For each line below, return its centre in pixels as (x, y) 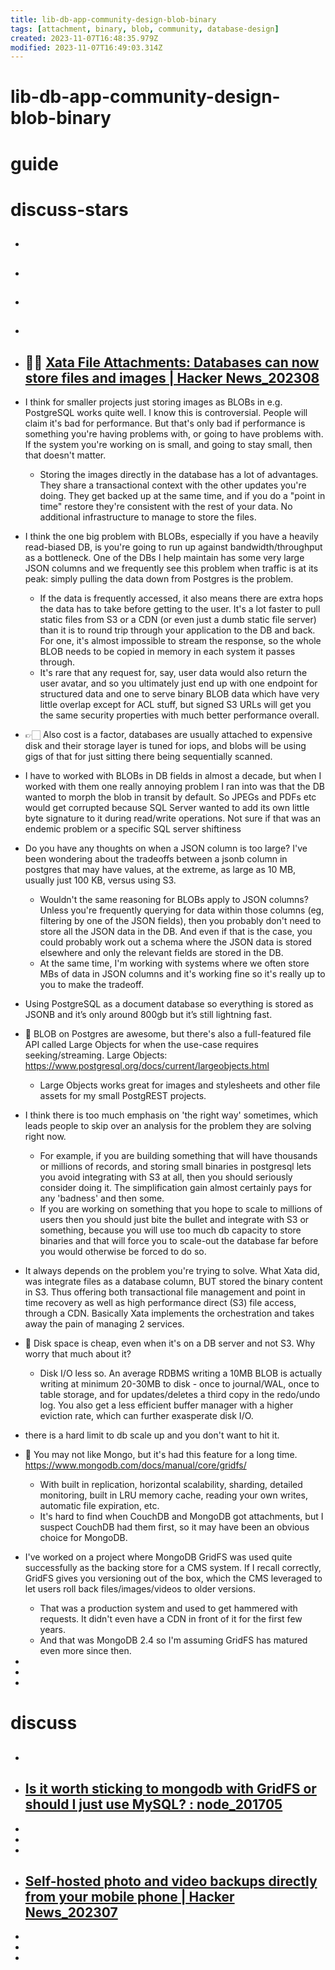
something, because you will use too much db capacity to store (170, 1230)
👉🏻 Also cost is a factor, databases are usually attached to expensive (168, 735)
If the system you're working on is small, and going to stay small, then (168, 445)
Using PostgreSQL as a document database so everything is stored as (169, 1004)
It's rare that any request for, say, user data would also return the (173, 673)
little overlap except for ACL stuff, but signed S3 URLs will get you (175, 705)
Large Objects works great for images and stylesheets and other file (180, 1085)
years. (53, 1630)
